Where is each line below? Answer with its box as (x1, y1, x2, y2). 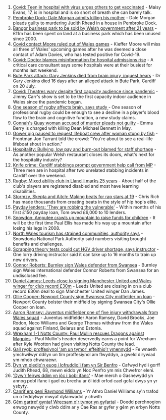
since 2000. (12, 36, 38, 42)
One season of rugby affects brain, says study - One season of (12, 104, 142, 110)
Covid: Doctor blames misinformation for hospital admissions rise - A (12, 57, 154, 62)
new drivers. (12, 257, 39, 262)
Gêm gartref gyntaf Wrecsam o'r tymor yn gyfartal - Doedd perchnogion (12, 399, 161, 405)
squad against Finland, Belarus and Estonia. (12, 325, 102, 331)
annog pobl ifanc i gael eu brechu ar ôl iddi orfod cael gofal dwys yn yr (12, 378, 158, 383)
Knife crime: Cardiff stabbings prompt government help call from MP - (12, 162, 157, 168)
